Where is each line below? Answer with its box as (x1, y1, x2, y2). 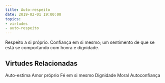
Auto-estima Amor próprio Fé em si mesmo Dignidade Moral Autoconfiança (5, 72, 160, 78)
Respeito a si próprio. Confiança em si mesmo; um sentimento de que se (5, 39, 155, 45)
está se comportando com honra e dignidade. (5, 45, 99, 51)
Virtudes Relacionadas (5, 59, 77, 68)
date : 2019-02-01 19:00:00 (5, 12, 61, 17)
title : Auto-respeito (5, 7, 50, 12)
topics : (5, 16, 21, 21)
